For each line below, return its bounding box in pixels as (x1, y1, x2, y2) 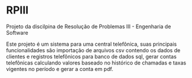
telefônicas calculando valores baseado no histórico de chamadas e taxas (6, 59, 187, 66)
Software (6, 29, 28, 36)
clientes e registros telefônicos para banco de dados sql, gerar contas (6, 53, 177, 60)
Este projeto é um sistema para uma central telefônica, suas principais (6, 40, 177, 48)
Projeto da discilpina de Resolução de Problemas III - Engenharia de (6, 23, 171, 30)
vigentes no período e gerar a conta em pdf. (6, 65, 113, 72)
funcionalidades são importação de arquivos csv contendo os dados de (6, 46, 181, 53)
